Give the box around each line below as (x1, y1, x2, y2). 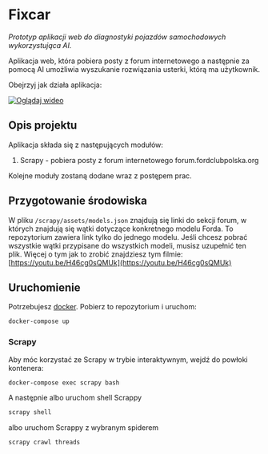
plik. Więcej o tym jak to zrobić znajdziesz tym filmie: (8, 249, 183, 259)
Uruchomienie (8, 281, 81, 294)
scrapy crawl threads (8, 438, 81, 447)
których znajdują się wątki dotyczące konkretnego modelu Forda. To (8, 224, 234, 233)
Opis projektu (8, 118, 78, 133)
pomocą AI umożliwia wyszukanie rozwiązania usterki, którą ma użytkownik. (8, 64, 261, 74)
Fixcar (8, 6, 51, 24)
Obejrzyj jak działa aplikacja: (8, 80, 102, 90)
